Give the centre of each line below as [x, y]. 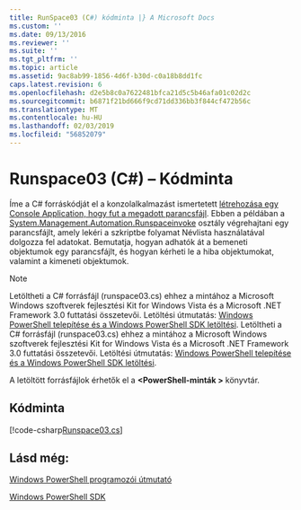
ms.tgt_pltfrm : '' [44, 59]
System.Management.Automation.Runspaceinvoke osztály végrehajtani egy [149, 223]
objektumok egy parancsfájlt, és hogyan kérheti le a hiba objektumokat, [142, 251]
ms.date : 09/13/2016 [48, 34]
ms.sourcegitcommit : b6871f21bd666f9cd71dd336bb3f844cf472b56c [130, 101]
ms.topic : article [44, 68]
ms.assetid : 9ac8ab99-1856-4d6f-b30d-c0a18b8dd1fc [106, 76]
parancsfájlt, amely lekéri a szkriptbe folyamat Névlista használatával [137, 232]
